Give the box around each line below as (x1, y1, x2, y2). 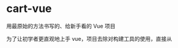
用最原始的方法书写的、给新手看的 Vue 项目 (6, 22, 116, 29)
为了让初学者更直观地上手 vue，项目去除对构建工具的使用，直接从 (6, 35, 173, 42)
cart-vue (6, 2, 52, 16)
